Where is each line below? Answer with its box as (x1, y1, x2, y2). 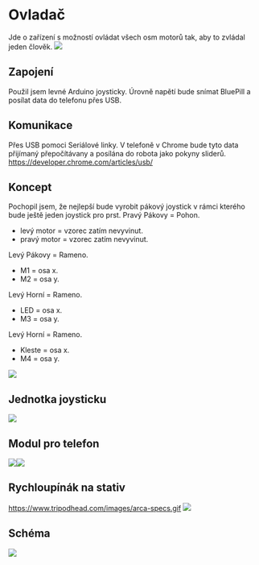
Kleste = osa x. (19, 345, 70, 355)
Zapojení (8, 65, 54, 79)
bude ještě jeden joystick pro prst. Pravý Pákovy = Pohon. (8, 210, 200, 220)
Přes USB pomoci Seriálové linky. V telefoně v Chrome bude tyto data (8, 139, 239, 150)
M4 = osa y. (19, 354, 60, 364)
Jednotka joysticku (8, 393, 107, 406)
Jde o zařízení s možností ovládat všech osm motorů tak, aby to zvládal (8, 32, 245, 42)
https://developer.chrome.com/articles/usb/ (8, 157, 154, 167)
